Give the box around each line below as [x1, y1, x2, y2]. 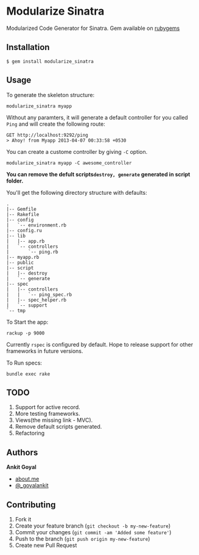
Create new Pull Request [15, 542, 77, 549]
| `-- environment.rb [6, 222, 67, 228]
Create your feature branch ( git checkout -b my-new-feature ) [15, 522, 171, 529]
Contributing [6, 499, 56, 510]
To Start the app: [6, 318, 49, 325]
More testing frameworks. [15, 410, 80, 418]
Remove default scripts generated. [15, 423, 102, 430]
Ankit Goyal [6, 463, 37, 471]
